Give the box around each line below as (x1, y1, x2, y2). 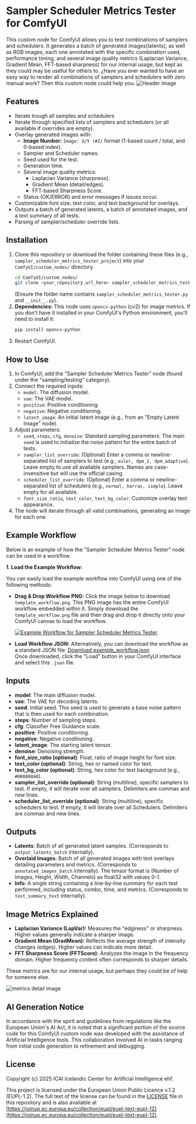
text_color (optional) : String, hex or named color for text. (14, 760, 153, 767)
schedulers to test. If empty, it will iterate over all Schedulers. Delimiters (14, 804, 188, 811)
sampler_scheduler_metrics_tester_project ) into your (14, 257, 145, 264)
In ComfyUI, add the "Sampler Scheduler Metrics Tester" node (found (14, 370, 183, 377)
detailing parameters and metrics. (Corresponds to (14, 861, 137, 868)
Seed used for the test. (23, 155, 79, 162)
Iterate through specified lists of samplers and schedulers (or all (14, 119, 169, 126)
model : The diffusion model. (23, 389, 90, 395)
